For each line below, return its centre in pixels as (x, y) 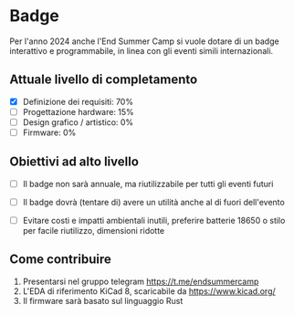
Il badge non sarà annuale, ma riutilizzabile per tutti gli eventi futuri (148, 184)
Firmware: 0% (49, 132)
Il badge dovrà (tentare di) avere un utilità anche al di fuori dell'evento (153, 202)
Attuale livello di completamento (104, 80)
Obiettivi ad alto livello (74, 162)
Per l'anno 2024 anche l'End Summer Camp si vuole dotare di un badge (145, 41)
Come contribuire (60, 260)
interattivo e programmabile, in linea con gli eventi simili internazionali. (142, 50)
